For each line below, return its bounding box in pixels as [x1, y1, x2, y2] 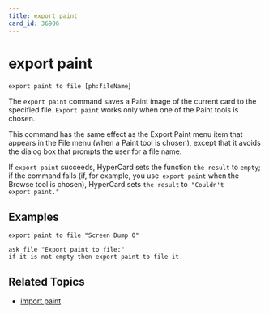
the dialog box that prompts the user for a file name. [8, 146, 182, 156]
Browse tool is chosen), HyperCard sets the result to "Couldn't [8, 180, 224, 189]
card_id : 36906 [8, 19, 60, 28]
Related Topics [8, 274, 85, 288]
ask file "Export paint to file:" [8, 246, 126, 254]
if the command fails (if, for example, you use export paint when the [8, 171, 240, 180]
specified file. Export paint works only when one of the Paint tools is [8, 105, 239, 115]
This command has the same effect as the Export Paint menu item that [8, 129, 243, 139]
